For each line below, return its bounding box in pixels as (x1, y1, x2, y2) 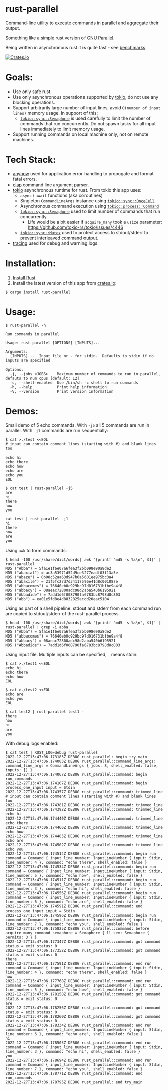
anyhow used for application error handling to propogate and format (12, 170, 154, 176)
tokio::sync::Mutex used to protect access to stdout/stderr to (20, 229, 148, 235)
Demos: (5, 405, 39, 417)
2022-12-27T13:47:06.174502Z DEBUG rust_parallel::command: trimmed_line (5, 842, 163, 847)
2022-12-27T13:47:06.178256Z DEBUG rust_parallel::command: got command (5, 1005, 161, 1010)
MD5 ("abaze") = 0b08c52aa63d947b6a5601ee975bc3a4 (5, 574, 114, 580)
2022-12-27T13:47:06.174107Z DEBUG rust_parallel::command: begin (5, 780, 147, 786)
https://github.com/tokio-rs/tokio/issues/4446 (27, 224, 123, 230)
